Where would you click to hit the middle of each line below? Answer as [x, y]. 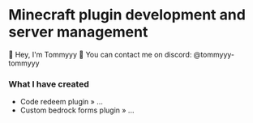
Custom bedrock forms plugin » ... [77, 110]
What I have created [49, 84]
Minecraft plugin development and [127, 15]
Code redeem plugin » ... [62, 102]
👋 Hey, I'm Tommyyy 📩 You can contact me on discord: [100, 54]
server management [78, 32]
